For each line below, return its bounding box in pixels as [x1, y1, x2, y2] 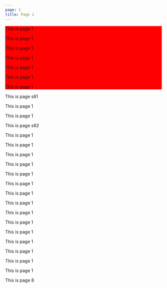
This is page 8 [5, 277, 34, 283]
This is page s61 [5, 93, 38, 99]
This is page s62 [5, 122, 39, 128]
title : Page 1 [5, 12, 35, 17]
